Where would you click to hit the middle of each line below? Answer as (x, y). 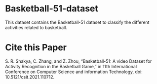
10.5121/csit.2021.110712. (30, 77)
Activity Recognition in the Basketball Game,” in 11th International (71, 66)
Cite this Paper (36, 48)
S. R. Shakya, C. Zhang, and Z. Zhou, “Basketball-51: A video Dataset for (78, 61)
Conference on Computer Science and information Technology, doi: (74, 72)
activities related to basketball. (36, 27)
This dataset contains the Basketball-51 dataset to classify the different (77, 22)
